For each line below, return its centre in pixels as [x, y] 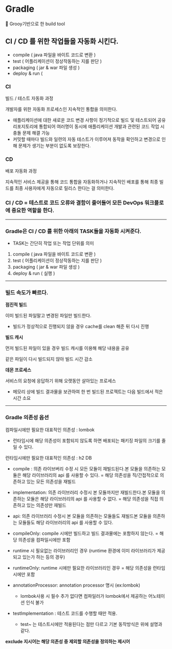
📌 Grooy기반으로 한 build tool [35, 24]
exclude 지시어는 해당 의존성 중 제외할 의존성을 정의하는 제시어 [68, 641]
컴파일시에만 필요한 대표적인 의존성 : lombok [50, 429]
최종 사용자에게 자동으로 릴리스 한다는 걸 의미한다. [64, 188]
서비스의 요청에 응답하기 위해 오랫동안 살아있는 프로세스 [61, 381]
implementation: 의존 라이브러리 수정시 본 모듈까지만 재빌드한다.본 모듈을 [86, 492]
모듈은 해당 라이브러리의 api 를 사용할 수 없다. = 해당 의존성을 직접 [92, 499]
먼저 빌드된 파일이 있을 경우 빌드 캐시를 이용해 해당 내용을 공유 [67, 348]
